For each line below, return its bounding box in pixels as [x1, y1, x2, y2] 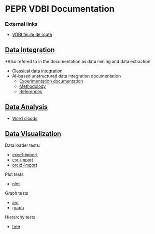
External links [5, 21, 38, 28]
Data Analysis [5, 103, 48, 111]
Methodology [19, 83, 46, 89]
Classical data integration [12, 68, 63, 74]
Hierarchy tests [5, 214, 35, 220]
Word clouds [12, 115, 38, 122]
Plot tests [5, 171, 24, 177]
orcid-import [12, 162, 38, 168]
